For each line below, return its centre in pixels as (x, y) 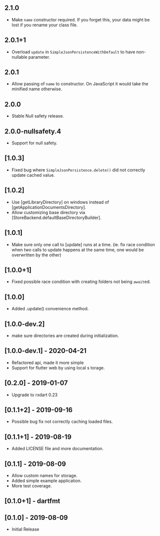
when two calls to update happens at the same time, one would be (78, 250)
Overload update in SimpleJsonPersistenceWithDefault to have (73, 52)
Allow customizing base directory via (48, 212)
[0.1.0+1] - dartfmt (32, 501)
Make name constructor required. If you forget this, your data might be (81, 19)
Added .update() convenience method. (50, 309)
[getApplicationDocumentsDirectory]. (49, 207)
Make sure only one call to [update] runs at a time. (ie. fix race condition (83, 244)
